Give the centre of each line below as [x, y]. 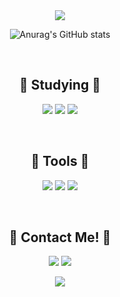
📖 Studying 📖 [60, 85]
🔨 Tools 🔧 [60, 161]
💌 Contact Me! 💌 [60, 237]
